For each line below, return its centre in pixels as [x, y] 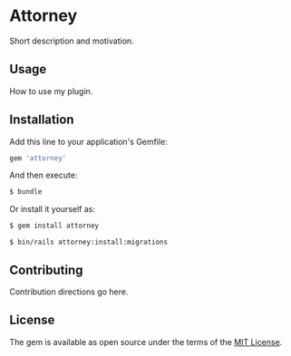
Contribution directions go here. [69, 292]
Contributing [46, 269]
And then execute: [44, 175]
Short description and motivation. [72, 41]
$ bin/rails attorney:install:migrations [89, 242]
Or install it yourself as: [52, 209]
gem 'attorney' [38, 158]
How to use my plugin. [51, 91]
